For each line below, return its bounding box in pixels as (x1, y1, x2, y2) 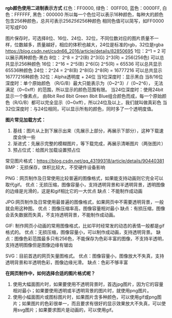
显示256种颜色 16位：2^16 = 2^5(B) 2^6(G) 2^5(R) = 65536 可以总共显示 (9, 61, 163, 67)
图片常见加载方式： (5, 117, 46, 123)
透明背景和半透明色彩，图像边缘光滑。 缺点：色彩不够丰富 (5, 259, 128, 265)
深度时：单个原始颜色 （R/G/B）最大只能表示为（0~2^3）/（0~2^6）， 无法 (5, 80, 163, 86)
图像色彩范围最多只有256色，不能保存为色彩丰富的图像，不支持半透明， (14, 236, 167, 241)
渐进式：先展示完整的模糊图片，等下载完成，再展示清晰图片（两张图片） (12, 141, 166, 146)
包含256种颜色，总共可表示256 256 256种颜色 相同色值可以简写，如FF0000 (5, 18, 164, 24)
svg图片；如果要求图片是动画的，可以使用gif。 (17, 307, 117, 313)
